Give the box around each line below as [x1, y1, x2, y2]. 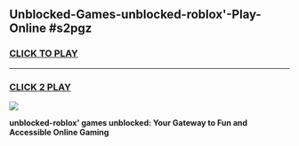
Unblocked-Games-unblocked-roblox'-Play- [9, 7, 262, 22]
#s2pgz [48, 21, 93, 36]
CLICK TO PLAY [9, 48, 78, 60]
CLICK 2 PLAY [9, 81, 71, 93]
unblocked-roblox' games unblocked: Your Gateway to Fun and [9, 117, 247, 127]
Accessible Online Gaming [9, 127, 109, 137]
